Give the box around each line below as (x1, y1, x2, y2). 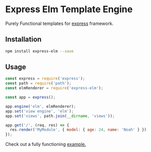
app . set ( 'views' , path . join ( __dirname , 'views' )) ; (5, 113, 115, 118)
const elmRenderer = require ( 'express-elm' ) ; (5, 85, 103, 91)
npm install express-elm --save (5, 48, 74, 54)
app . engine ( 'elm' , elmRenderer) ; (5, 104, 76, 109)
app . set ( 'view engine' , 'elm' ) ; (5, 108, 74, 114)
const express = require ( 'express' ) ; (5, 76, 85, 81)
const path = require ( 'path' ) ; (5, 81, 72, 86)
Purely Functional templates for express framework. (5, 20, 114, 26)
